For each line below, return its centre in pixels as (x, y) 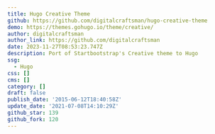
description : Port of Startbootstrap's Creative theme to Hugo (103, 54)
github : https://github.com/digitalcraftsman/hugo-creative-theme (107, 21)
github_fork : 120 (33, 119)
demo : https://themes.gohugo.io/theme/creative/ (81, 27)
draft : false (27, 93)
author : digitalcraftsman (45, 34)
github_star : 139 (33, 113)
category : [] (27, 86)
